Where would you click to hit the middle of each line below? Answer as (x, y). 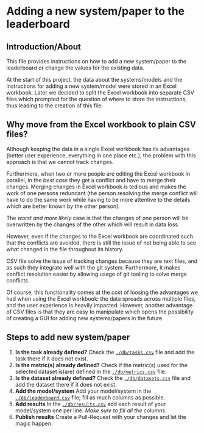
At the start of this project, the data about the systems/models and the (94, 80)
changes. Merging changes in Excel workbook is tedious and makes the (97, 187)
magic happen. (34, 423)
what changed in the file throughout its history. (65, 249)
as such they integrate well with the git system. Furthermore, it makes (93, 267)
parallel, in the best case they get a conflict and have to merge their (91, 180)
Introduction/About (44, 47)
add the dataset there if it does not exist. (66, 384)
